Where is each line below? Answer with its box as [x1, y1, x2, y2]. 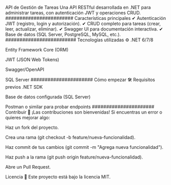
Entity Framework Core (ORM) [5, 47, 69, 52]
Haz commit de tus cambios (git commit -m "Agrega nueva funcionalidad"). [5, 144, 163, 150]
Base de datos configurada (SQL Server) [5, 94, 91, 100]
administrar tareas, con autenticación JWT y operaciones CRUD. [5, 10, 141, 16]
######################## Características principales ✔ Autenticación [5, 15, 166, 21]
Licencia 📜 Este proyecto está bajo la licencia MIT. [5, 174, 111, 180]
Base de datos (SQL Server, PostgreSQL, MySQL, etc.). [5, 32, 121, 37]
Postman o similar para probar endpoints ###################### [5, 104, 155, 110]
